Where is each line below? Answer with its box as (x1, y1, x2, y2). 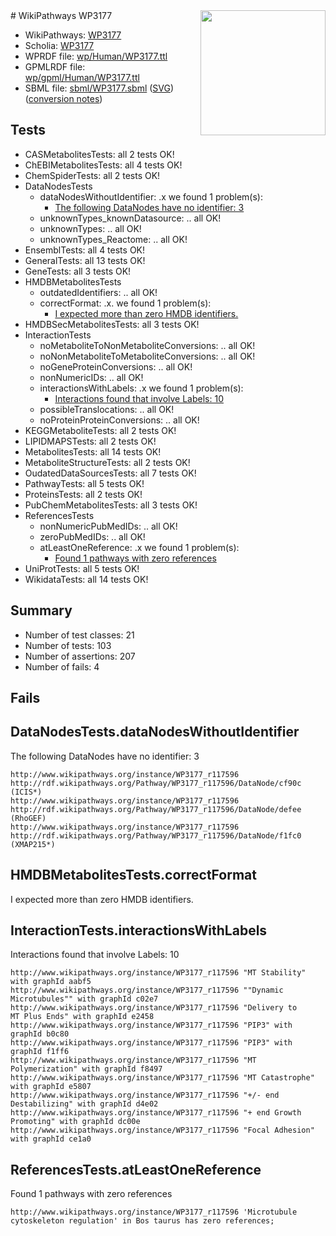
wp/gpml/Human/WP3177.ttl (24, 72, 140, 83)
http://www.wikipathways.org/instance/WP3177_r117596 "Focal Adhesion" (10, 1125, 315, 1136)
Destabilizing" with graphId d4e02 (10, 1099, 159, 1109)
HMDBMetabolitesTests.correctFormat (10, 867, 257, 884)
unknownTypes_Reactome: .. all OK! (39, 233, 188, 245)
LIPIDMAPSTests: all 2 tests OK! (24, 435, 157, 447)
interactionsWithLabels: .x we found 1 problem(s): (39, 382, 244, 394)
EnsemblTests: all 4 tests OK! (24, 244, 146, 256)
